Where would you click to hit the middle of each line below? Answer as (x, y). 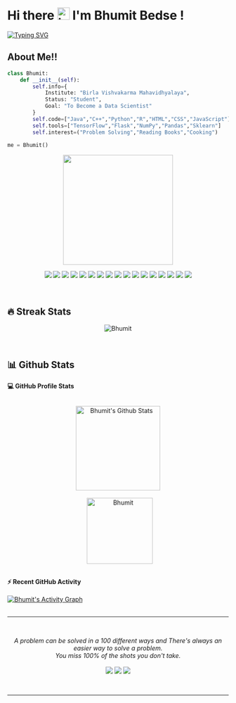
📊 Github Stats (41, 365)
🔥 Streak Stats (39, 311)
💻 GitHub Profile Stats (41, 386)
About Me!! (32, 57)
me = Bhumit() (28, 145)
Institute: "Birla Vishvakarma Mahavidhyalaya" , (117, 93)
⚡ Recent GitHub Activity (44, 581)
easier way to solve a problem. (118, 648)
